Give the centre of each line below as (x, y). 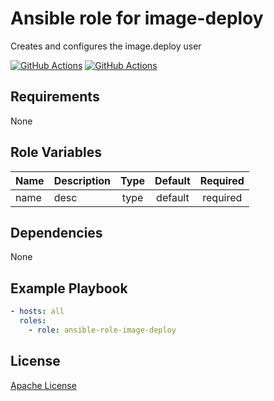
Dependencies (56, 232)
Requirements (55, 97)
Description (82, 180)
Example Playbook (69, 288)
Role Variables (56, 152)
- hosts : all (37, 312)
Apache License (43, 385)
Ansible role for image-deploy (137, 18)
